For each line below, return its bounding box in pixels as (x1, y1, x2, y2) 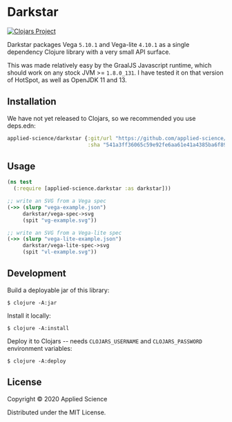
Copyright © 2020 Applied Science (7, 394, 108, 403)
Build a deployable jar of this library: (7, 286, 110, 294)
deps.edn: (7, 122, 36, 130)
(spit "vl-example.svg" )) (22, 249, 97, 256)
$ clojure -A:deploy (7, 357, 67, 365)
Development (7, 267, 67, 280)
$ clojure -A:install (7, 325, 70, 332)
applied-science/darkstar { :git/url (7, 135, 113, 142)
